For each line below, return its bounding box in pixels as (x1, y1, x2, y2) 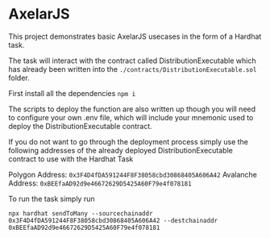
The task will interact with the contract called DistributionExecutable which (8, 56, 256, 65)
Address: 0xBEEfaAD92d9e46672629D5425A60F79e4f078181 (8, 178, 192, 188)
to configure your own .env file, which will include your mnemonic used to (8, 112, 254, 122)
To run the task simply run (8, 194, 95, 203)
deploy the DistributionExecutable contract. (8, 121, 153, 131)
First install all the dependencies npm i (8, 88, 136, 98)
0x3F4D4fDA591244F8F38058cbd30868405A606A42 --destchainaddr (8, 216, 218, 224)
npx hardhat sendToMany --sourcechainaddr (8, 209, 153, 218)
